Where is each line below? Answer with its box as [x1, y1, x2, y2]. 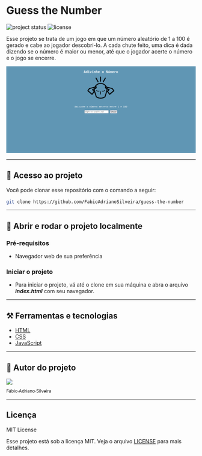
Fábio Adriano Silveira [6, 388, 52, 394]
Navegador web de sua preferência [14, 253, 103, 260]
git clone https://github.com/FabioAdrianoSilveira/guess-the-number [6, 199, 185, 205]
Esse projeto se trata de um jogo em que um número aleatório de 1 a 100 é [6, 35, 191, 42]
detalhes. [6, 444, 29, 451]
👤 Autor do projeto [6, 362, 76, 372]
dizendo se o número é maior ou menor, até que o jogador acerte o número [6, 47, 193, 55]
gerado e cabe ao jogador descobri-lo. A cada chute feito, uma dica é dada [6, 41, 193, 49]
